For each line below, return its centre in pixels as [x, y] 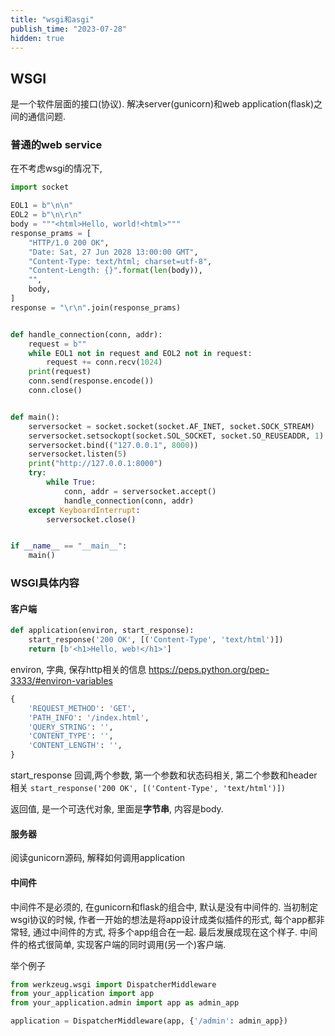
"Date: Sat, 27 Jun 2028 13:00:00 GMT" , [113, 252]
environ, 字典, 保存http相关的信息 [78, 669]
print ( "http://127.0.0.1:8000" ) [95, 464]
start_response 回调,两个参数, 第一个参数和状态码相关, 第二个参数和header [164, 775]
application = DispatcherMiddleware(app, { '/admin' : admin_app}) [149, 1021]
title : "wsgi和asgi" [52, 19]
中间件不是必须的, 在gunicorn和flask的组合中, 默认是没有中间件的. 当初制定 [164, 907]
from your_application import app [82, 994]
